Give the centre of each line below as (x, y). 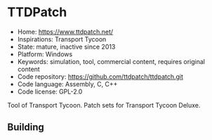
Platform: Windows (45, 54)
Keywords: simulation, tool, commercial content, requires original (111, 61)
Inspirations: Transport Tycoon (62, 39)
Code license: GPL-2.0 (50, 91)
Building (26, 127)
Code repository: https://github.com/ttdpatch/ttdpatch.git (100, 76)
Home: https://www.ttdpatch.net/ (65, 32)
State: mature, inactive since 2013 (66, 46)
